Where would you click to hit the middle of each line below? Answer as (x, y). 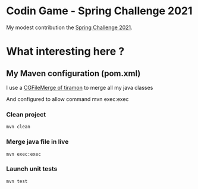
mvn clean (18, 127)
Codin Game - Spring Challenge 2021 (99, 11)
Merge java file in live (37, 142)
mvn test (17, 181)
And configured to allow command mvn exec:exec (67, 99)
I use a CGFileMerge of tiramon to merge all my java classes (80, 87)
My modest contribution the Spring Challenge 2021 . (69, 27)
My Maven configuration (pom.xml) (73, 73)
